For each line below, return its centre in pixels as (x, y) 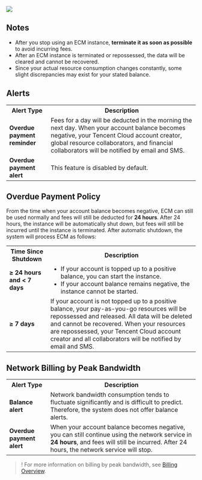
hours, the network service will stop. (101, 450)
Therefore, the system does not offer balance (114, 410)
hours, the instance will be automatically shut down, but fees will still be (95, 224)
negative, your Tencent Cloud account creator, (116, 135)
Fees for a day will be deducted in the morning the (121, 120)
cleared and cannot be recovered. (57, 62)
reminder (23, 143)
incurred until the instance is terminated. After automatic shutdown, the (94, 230)
